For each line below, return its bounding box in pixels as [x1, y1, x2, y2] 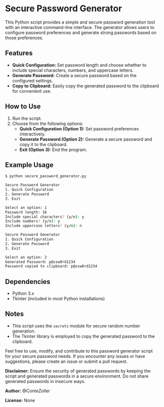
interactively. [19, 131, 46, 137]
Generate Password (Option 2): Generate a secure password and [19, 136, 153, 142]
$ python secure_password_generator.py [5, 174, 87, 179]
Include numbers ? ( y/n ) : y [5, 219, 60, 224]
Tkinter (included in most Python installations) [12, 296, 105, 302]
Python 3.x [12, 290, 34, 297]
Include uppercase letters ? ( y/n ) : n [5, 224, 82, 229]
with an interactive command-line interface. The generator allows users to [5, 24, 155, 30]
